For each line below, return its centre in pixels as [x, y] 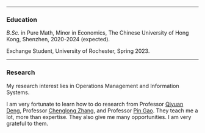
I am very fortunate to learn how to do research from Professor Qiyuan [95, 104]
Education [22, 19]
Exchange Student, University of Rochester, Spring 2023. [78, 51]
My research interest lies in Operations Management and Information [93, 86]
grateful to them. [27, 123]
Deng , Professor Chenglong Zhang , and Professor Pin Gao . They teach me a [102, 111]
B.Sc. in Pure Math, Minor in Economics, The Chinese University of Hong [98, 33]
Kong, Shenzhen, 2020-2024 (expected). [58, 39]
